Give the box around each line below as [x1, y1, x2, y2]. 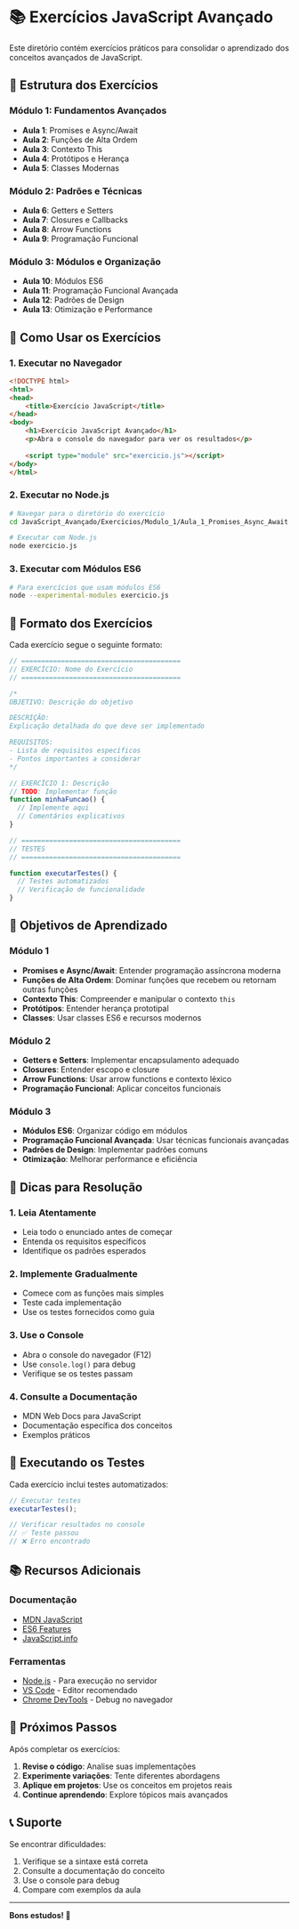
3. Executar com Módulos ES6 [9, 562, 141, 575]
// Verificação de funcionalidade [17, 885, 145, 894]
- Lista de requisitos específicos [9, 747, 141, 755]
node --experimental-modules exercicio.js [9, 591, 169, 601]
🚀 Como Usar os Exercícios [9, 330, 162, 345]
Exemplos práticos [21, 1429, 91, 1440]
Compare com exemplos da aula [21, 1884, 141, 1895]
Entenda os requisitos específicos [21, 1236, 147, 1247]
